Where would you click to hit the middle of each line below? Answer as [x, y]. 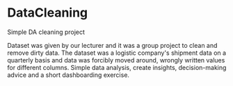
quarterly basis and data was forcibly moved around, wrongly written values [116, 60]
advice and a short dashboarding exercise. [69, 75]
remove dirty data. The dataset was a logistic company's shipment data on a [117, 53]
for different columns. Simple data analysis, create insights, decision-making [117, 67]
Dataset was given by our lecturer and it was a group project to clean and [112, 45]
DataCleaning [48, 13]
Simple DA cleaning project [46, 32]
